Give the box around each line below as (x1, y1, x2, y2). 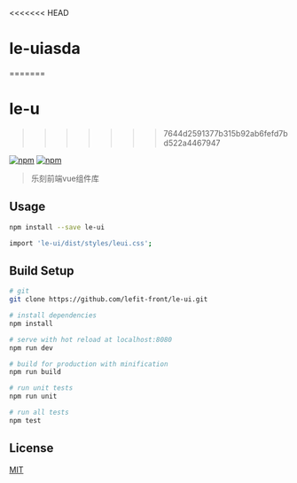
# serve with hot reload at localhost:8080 (9, 335, 173, 344)
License (9, 440, 54, 456)
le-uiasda (9, 39, 82, 58)
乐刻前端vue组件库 (30, 173, 100, 183)
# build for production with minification (9, 359, 168, 369)
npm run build (9, 368, 62, 377)
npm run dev (9, 343, 53, 353)
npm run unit (9, 392, 58, 401)
